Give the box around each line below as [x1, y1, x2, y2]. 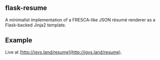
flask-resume [5, 4, 47, 12]
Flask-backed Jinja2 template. [5, 22, 66, 28]
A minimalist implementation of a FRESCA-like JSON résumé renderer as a [5, 17, 156, 22]
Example [5, 36, 32, 44]
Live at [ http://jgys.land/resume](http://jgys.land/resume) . [5, 49, 122, 55]
